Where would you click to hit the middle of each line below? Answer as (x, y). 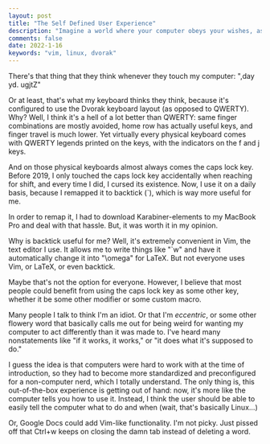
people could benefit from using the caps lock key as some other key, (124, 291)
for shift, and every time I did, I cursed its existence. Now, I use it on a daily (132, 184)
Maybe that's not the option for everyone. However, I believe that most (125, 282)
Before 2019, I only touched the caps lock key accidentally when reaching (131, 175)
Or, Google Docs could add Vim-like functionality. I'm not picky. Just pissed (133, 423)
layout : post (30, 16)
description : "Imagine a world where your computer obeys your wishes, (131, 31)
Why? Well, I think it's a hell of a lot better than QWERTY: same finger (123, 117)
